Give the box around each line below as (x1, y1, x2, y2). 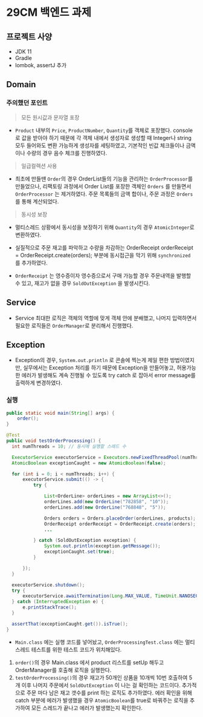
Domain (6, 79, 36, 90)
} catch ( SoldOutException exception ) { (33, 537, 137, 544)
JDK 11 (14, 48, 32, 55)
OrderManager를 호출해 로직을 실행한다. (14, 666, 112, 673)
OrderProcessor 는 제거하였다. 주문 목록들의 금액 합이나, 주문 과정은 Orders (14, 190, 193, 197)
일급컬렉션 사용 (21, 162, 57, 170)
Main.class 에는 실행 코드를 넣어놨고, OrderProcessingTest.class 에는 (14, 638, 184, 646)
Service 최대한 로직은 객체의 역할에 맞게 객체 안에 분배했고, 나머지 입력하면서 (14, 314, 197, 322)
